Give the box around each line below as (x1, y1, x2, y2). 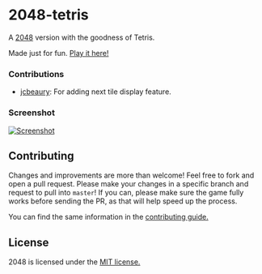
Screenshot (8, 107, 55, 118)
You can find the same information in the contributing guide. (8, 212, 209, 222)
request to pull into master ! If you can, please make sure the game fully (8, 188, 244, 198)
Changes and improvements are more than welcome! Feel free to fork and (8, 170, 255, 180)
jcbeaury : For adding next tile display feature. (19, 87, 171, 96)
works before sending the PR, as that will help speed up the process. (8, 196, 238, 206)
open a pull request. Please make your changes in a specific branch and (8, 179, 249, 189)
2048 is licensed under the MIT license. (8, 257, 141, 267)
